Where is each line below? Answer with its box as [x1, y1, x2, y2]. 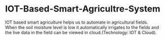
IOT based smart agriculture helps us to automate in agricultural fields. [5, 19, 149, 25]
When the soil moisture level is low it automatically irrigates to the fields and [5, 24, 159, 30]
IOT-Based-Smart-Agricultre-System [5, 3, 161, 14]
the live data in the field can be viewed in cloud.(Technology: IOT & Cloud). [5, 29, 157, 35]
